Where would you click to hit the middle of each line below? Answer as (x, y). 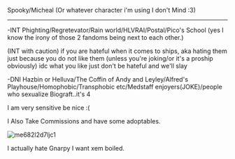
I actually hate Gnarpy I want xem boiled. (66, 148)
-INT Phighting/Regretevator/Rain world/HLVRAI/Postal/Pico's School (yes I (115, 30)
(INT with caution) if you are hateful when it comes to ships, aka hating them (117, 51)
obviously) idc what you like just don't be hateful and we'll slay (97, 66)
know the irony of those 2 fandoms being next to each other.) (95, 37)
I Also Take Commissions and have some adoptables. (84, 121)
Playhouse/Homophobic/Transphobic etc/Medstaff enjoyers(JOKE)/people (115, 87)
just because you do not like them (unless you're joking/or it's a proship (110, 58)
